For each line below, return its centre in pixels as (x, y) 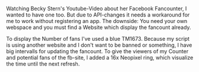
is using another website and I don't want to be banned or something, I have (99, 45)
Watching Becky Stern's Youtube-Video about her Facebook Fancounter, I (97, 9)
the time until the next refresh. (43, 64)
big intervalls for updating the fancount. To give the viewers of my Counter (97, 51)
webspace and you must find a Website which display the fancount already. (99, 27)
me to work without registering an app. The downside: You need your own (97, 21)
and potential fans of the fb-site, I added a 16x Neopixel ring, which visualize (100, 58)
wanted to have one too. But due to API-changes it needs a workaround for (98, 15)
